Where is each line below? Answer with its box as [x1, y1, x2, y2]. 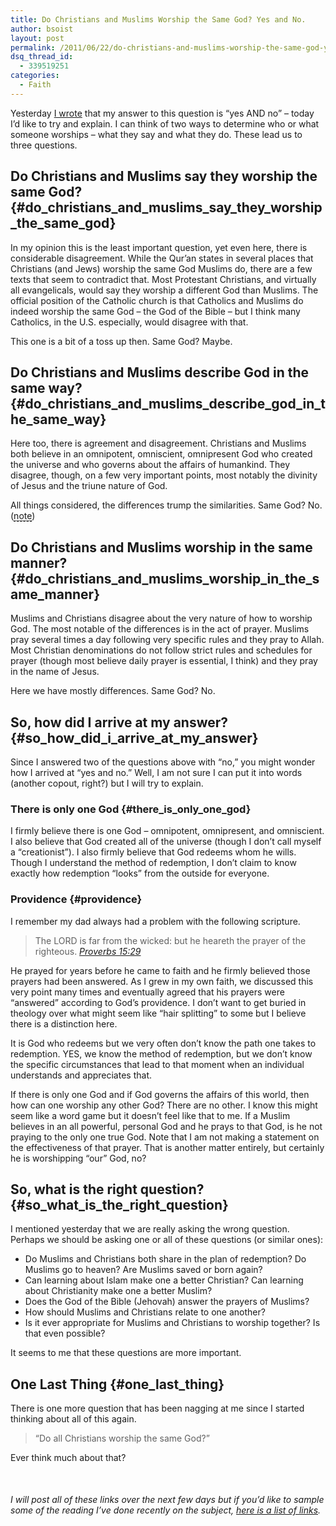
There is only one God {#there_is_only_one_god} [10, 802, 252, 816]
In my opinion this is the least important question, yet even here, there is [10, 241, 308, 253]
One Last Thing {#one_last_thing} [10, 1376, 225, 1393]
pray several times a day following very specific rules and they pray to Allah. [10, 634, 325, 646]
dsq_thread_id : [10, 52, 74, 62]
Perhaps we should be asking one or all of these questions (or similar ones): [10, 1234, 324, 1246]
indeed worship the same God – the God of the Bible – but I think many [10, 305, 301, 317]
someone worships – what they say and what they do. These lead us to [10, 128, 303, 140]
